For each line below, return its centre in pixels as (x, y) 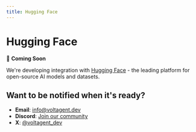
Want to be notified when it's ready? (76, 95)
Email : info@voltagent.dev (48, 110)
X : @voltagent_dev (39, 123)
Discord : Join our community (51, 116)
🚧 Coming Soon (26, 58)
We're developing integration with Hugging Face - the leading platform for (98, 70)
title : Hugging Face (32, 12)
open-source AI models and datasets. (53, 77)
